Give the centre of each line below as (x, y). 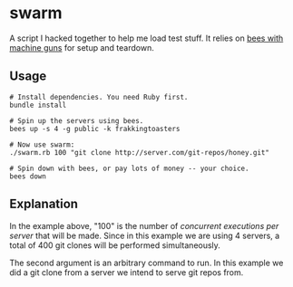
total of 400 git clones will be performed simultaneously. (115, 245)
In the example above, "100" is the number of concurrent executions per (144, 225)
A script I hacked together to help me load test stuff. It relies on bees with (146, 38)
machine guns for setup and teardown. (82, 47)
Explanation (44, 204)
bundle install (38, 105)
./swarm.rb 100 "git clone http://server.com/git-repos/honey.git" (140, 152)
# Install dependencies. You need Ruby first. (99, 97)
